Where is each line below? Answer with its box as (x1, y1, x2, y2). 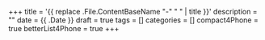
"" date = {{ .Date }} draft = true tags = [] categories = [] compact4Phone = (8, 15, 259, 25)
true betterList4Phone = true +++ (8, 24, 120, 33)
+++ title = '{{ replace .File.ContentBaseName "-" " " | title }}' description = (8, 7, 258, 16)
